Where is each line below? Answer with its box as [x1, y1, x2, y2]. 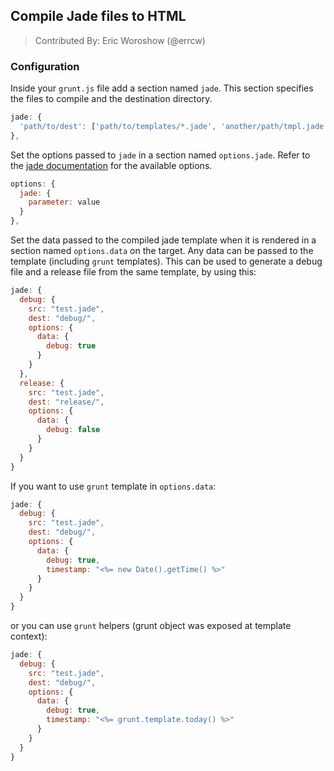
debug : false [46, 425, 101, 435]
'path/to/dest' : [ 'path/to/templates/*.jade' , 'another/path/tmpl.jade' [19, 121, 329, 131]
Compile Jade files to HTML [10, 8, 187, 25]
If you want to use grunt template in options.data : [10, 480, 217, 492]
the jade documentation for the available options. [10, 159, 213, 171]
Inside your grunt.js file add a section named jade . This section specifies [10, 82, 314, 94]
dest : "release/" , [28, 397, 105, 407]
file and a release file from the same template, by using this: [10, 266, 257, 278]
